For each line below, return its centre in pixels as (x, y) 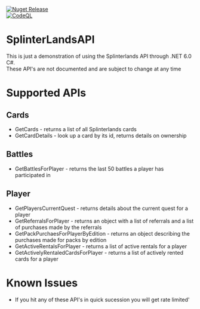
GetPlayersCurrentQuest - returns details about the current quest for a (101, 208)
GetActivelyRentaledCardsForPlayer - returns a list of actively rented (99, 252)
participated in (33, 175)
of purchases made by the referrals (58, 227)
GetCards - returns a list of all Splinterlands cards (76, 129)
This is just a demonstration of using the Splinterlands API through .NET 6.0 (99, 56)
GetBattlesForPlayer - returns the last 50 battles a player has (89, 169)
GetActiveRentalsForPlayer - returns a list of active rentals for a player (101, 246)
